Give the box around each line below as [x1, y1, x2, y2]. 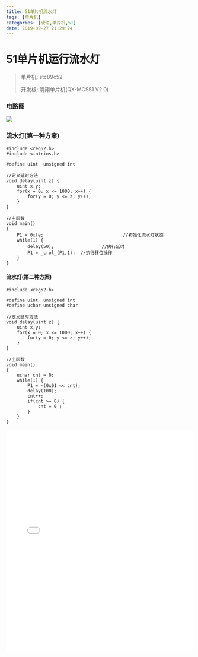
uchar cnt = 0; [17, 372, 55, 378]
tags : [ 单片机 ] [6, 14, 41, 20]
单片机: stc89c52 [20, 74, 63, 81]
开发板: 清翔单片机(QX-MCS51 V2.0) [20, 86, 109, 93]
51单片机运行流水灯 [6, 53, 101, 66]
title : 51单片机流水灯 [6, 8, 57, 15]
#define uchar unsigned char [6, 302, 78, 309]
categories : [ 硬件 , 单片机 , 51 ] [6, 20, 76, 26]
